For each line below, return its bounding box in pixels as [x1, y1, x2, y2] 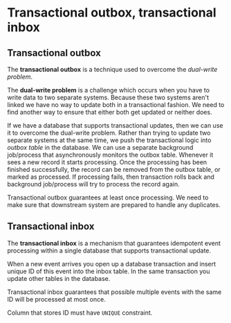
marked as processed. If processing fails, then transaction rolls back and [7, 173, 214, 181]
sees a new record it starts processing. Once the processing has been [7, 158, 207, 166]
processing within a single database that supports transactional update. [7, 246, 212, 255]
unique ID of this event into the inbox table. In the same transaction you [7, 267, 210, 275]
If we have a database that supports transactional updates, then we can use [7, 121, 223, 129]
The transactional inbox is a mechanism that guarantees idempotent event [7, 239, 221, 247]
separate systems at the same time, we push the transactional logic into [7, 136, 212, 144]
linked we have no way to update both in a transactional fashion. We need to [7, 101, 225, 108]
